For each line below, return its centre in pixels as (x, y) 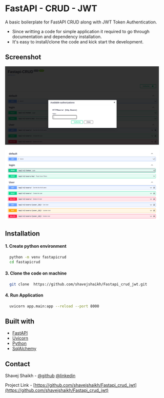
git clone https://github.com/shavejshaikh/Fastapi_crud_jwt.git (78, 284)
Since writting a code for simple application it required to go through (81, 31)
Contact (18, 364)
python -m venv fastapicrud (38, 257)
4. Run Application (24, 295)
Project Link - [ (20, 385)
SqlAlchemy (24, 349)
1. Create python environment (36, 246)
